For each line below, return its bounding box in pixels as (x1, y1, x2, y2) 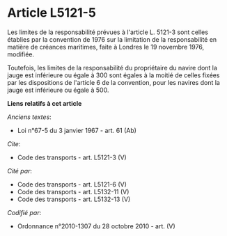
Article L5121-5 (7, 5, 96, 21)
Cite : (7, 139, 21, 148)
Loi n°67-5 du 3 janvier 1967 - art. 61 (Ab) (17, 126, 137, 134)
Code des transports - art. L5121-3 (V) (17, 153, 127, 162)
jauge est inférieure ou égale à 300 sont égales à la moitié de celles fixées (7, 71, 220, 79)
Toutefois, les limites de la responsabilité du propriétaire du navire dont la (7, 63, 218, 72)
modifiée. (7, 50, 35, 58)
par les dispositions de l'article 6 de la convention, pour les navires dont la (7, 78, 221, 86)
